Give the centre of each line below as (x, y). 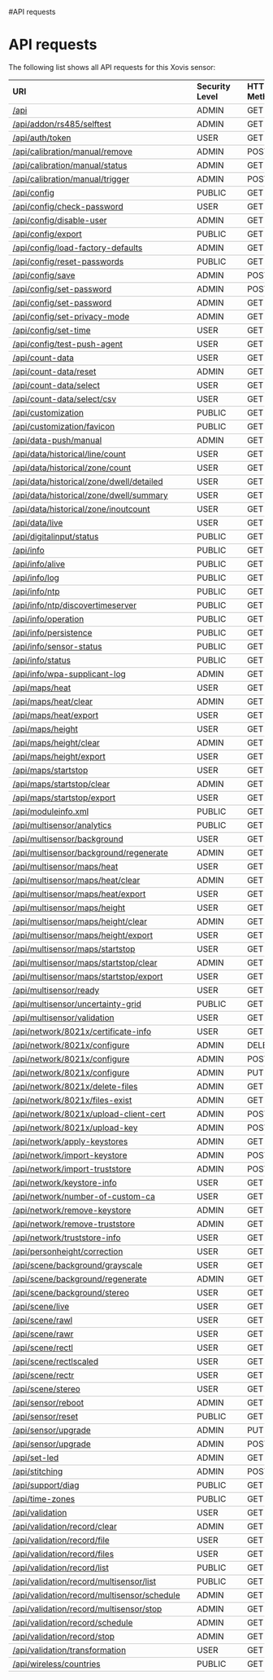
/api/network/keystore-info (65, 1182)
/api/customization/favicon (64, 426)
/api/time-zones (44, 1498)
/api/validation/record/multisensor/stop (87, 1608)
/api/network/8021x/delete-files (75, 1086)
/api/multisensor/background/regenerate (90, 852)
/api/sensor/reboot (48, 1402)
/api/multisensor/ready (56, 990)
